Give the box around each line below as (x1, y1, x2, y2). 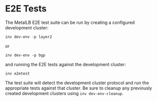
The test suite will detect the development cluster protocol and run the (5, 80, 149, 86)
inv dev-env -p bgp (5, 53, 46, 58)
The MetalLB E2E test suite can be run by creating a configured (5, 19, 135, 25)
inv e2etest (5, 71, 30, 76)
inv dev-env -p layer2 (5, 34, 52, 39)
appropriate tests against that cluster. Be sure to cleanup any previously (5, 85, 153, 91)
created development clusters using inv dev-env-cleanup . (5, 90, 124, 96)
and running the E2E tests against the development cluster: (5, 61, 126, 67)
